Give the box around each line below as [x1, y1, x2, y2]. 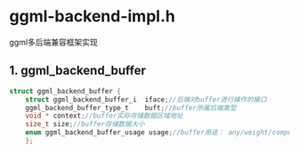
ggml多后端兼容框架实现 [9, 36, 98, 47]
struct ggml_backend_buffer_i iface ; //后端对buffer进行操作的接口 [25, 95, 267, 104]
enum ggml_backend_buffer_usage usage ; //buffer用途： [25, 128, 225, 137]
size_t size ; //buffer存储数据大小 [25, 120, 145, 129]
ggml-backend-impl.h [9, 6, 175, 27]
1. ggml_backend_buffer [9, 63, 147, 78]
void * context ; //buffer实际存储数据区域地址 [25, 111, 184, 121]
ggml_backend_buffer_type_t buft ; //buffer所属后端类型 [25, 103, 237, 112]
